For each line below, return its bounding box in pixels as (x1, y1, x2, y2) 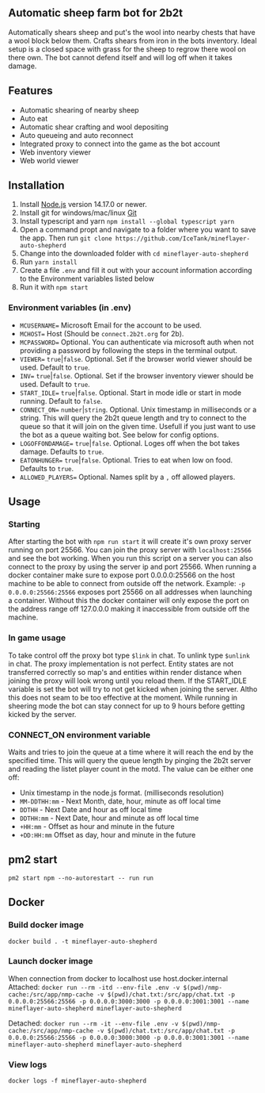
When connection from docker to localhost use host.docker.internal (8, 973, 228, 983)
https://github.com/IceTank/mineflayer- (115, 235, 251, 243)
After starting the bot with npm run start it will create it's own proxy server (8, 537, 252, 546)
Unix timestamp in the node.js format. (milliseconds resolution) (19, 788, 225, 798)
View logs (8, 1059, 47, 1070)
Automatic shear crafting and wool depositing (19, 122, 168, 132)
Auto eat (19, 113, 48, 123)
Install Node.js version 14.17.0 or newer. (19, 200, 148, 209)
